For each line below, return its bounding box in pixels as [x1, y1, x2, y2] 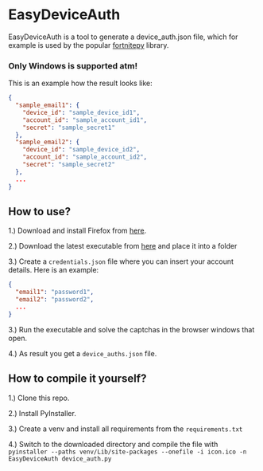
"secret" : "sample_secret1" [22, 124, 115, 131]
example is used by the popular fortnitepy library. [8, 40, 169, 49]
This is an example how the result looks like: [8, 78, 153, 88]
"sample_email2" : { [15, 138, 80, 147]
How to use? [8, 205, 72, 218]
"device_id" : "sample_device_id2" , [22, 146, 141, 154]
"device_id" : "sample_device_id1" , [22, 108, 141, 116]
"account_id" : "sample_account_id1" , [22, 116, 148, 124]
